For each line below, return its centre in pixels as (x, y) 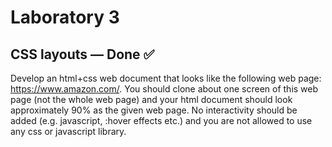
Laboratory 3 (65, 17)
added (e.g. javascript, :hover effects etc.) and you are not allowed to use (161, 120)
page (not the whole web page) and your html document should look (151, 99)
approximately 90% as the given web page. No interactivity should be (154, 110)
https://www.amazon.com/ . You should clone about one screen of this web (164, 89)
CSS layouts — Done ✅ (82, 54)
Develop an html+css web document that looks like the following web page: (166, 78)
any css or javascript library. (68, 131)
